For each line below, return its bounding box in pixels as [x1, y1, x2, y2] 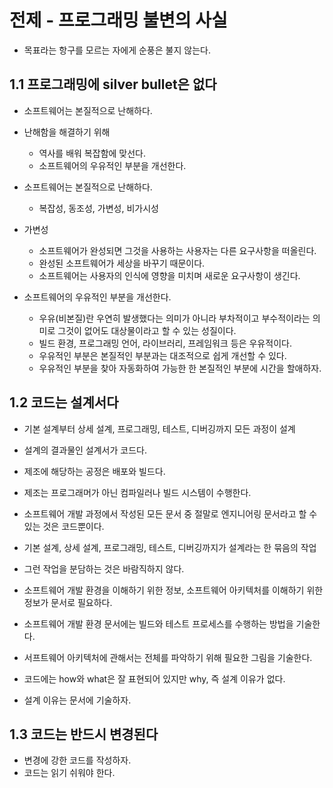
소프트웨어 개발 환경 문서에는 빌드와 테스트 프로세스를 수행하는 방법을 [23, 617, 294, 630]
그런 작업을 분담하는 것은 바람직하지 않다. [23, 562, 185, 575]
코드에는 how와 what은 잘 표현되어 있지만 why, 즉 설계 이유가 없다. [23, 672, 286, 685]
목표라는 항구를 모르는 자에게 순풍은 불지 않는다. [23, 44, 211, 56]
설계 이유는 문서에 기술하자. [23, 694, 132, 706]
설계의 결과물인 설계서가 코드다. [23, 444, 147, 456]
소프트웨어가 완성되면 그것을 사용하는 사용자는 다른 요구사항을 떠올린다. [38, 244, 317, 256]
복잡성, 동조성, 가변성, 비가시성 [38, 202, 159, 214]
